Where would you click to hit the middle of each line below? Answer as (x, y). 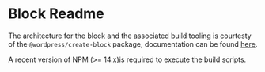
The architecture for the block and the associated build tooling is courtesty (130, 36)
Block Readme (56, 14)
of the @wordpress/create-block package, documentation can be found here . (133, 44)
